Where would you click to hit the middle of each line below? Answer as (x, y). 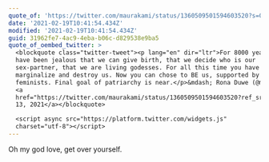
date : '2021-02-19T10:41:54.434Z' (66, 23)
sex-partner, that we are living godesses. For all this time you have (138, 68)
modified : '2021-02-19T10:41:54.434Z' (73, 30)
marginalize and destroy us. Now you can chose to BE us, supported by (138, 75)
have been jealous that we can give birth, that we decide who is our (136, 61)
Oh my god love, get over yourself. (65, 149)
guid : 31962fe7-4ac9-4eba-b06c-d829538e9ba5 (84, 38)
